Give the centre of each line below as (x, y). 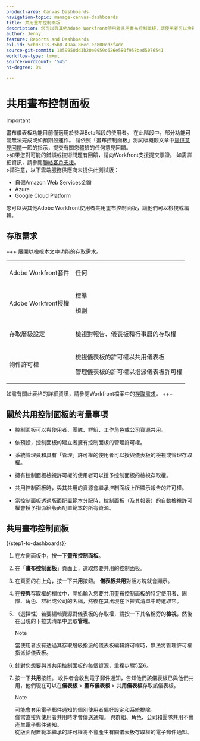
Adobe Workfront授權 (39, 303)
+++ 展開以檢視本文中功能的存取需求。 (54, 251)
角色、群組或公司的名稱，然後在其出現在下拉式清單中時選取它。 (104, 601)
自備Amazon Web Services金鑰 (53, 183)
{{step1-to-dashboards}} (36, 543)
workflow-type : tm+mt (33, 56)
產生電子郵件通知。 (38, 724)
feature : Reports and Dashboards (48, 39)
